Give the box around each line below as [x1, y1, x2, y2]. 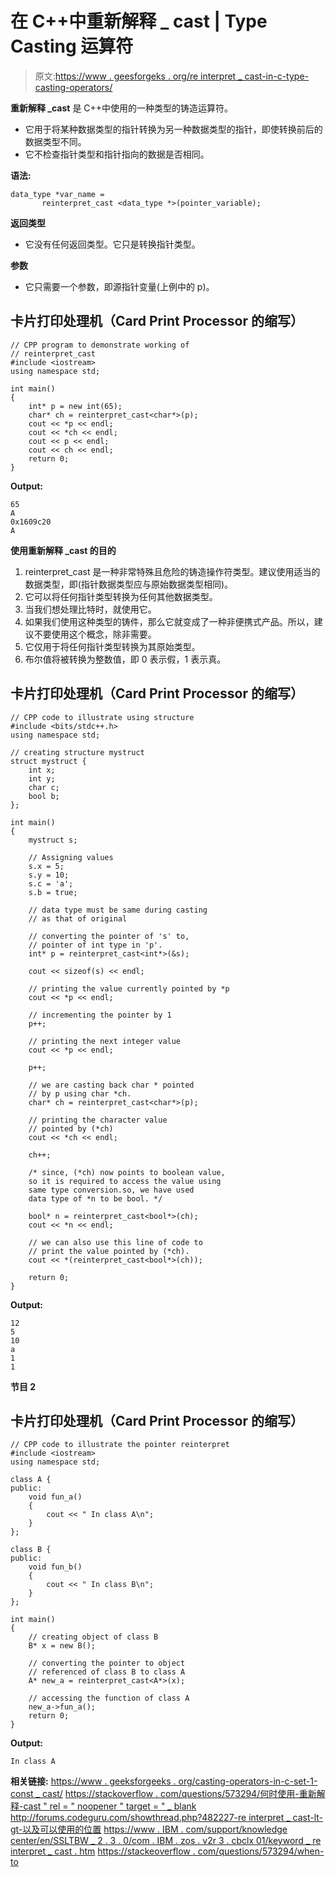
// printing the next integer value [28, 1036, 182, 1046]
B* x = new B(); [28, 1641, 97, 1651]
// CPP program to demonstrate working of [10, 340, 190, 350]
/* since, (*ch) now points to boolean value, [28, 1167, 226, 1177]
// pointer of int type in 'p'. [28, 940, 163, 950]
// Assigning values [28, 852, 114, 862]
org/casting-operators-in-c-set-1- [178, 1775, 318, 1787]
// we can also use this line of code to [28, 1237, 203, 1247]
